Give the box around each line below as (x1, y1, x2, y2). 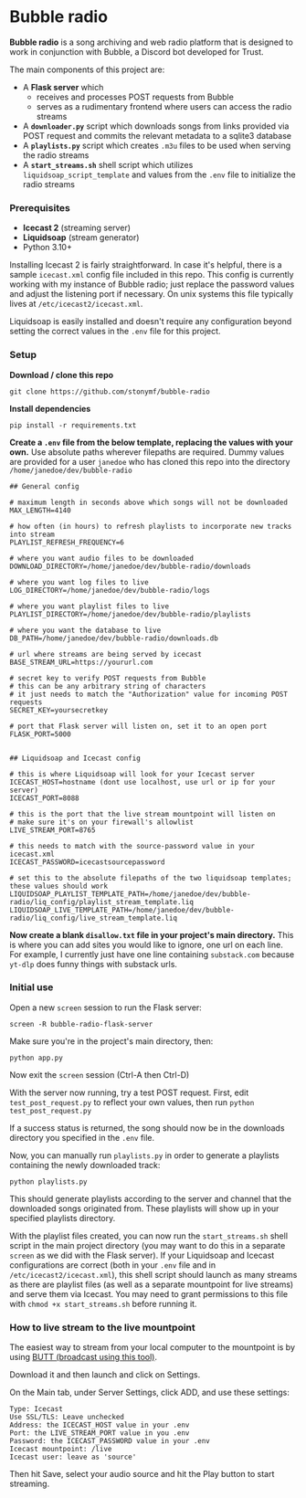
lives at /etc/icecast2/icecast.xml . (9, 299, 143, 310)
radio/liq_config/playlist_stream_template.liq (9, 897, 195, 906)
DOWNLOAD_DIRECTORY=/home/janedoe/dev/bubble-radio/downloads (9, 562, 251, 571)
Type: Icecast (9, 1405, 64, 1414)
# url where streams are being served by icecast (9, 649, 203, 659)
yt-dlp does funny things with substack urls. (9, 958, 178, 969)
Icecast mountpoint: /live (9, 1445, 112, 1454)
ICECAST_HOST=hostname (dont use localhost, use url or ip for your (9, 777, 276, 786)
